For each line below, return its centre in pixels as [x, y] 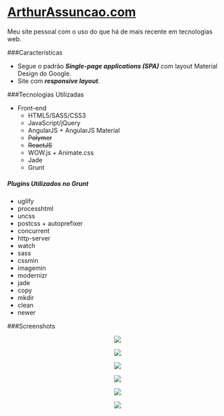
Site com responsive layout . [58, 80]
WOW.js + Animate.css [61, 152]
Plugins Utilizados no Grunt [48, 183]
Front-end [32, 108]
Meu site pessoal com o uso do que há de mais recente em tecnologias [110, 31]
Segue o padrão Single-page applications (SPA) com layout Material [118, 66]
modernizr [32, 275]
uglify [26, 201]
